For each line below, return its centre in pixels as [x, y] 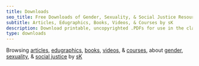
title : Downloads [28, 11]
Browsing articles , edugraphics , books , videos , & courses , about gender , [95, 50]
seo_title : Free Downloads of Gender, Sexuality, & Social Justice [91, 17]
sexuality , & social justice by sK [44, 57]
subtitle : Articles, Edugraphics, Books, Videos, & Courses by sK [90, 22]
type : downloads [26, 34]
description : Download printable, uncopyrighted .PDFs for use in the [95, 28]
